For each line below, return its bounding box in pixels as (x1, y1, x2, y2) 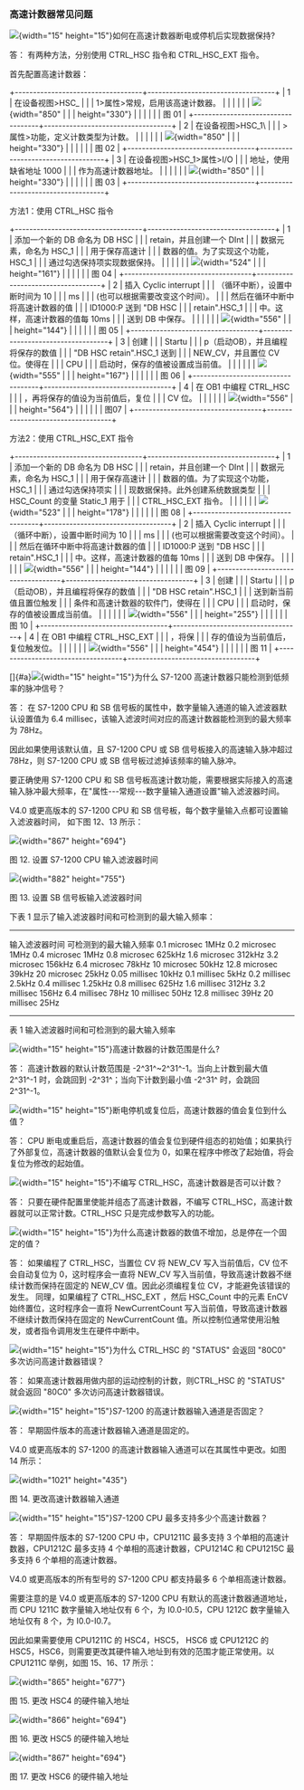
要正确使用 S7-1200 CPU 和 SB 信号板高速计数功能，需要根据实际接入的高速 (9, 775, 293, 786)
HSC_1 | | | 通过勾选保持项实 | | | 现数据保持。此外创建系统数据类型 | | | (9, 484, 271, 495)
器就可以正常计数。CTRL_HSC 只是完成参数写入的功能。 (9, 1208, 220, 1219)
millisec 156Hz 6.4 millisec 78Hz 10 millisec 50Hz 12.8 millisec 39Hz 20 (9, 988, 274, 999)
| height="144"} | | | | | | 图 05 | (9, 325, 124, 336)
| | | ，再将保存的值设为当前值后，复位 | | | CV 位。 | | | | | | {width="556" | (9, 393, 294, 404)
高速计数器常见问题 (9, 7, 93, 20)
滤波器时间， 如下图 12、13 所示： (16, 816, 144, 827)
